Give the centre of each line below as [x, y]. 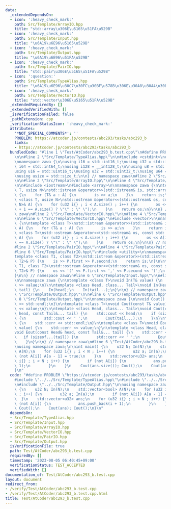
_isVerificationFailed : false [42, 114]
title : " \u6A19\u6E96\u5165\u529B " [52, 43]
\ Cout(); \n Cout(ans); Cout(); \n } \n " [59, 409]
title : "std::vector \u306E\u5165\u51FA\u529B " [65, 100]
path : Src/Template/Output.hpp [48, 53]
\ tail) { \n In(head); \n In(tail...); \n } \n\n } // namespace [86, 290]
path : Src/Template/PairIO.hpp [48, 67]
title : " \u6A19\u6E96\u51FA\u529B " [52, 57]
